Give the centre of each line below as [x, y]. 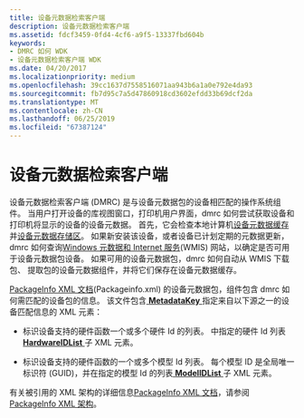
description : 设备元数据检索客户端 [69, 26]
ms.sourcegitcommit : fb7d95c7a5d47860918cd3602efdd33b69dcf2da [131, 93]
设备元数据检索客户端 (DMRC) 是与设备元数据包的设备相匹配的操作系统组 [146, 201]
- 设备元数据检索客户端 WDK [55, 60]
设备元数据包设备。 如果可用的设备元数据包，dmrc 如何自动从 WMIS [144, 258]
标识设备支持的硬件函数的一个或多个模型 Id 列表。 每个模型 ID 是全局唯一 [158, 361]
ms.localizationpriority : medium [72, 77]
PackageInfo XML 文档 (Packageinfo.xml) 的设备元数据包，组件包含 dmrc [145, 289]
